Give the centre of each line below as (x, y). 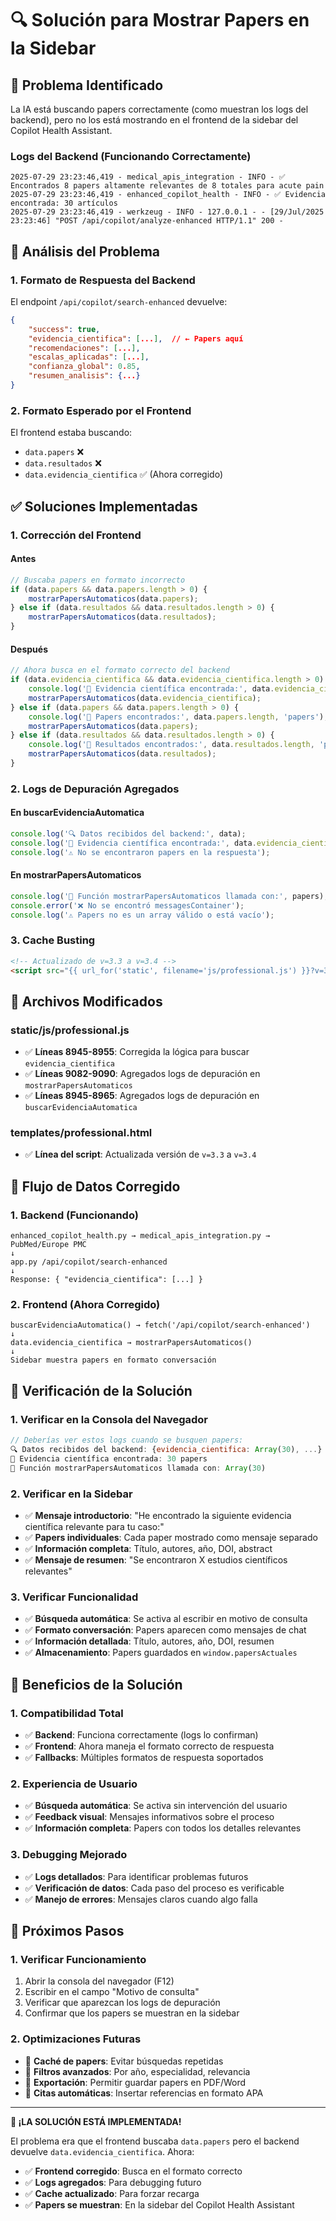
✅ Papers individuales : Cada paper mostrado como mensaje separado (171, 1537)
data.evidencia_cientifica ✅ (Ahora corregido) (123, 474)
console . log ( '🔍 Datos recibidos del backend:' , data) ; (128, 834)
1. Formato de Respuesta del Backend (103, 280)
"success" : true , (64, 329)
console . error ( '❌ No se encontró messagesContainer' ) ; (127, 905)
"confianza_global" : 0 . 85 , (84, 367)
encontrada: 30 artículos (64, 203)
